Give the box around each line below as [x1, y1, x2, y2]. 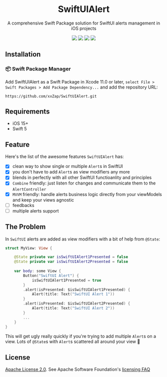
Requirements [5, 107, 50, 116]
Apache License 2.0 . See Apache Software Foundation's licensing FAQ [5, 366, 151, 372]
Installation [5, 50, 41, 58]
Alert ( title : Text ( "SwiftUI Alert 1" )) [31, 291, 115, 297]
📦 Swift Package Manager [5, 65, 71, 72]
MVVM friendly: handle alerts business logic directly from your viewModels [12, 191, 162, 197]
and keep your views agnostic [12, 196, 74, 203]
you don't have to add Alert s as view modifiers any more [12, 169, 130, 175]
